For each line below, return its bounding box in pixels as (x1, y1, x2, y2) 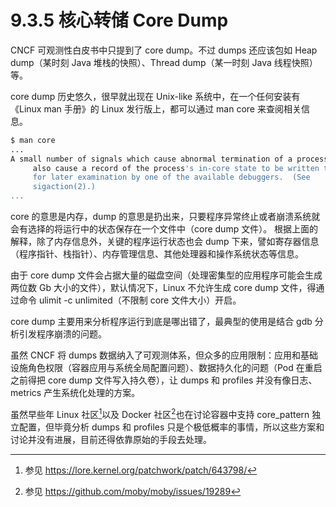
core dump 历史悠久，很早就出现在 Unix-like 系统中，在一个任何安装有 (10, 90, 301, 102)
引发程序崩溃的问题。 (18, 328, 107, 340)
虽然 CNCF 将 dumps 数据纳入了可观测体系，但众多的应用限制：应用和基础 (10, 349, 319, 361)
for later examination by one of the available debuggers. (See (32, 172, 311, 183)
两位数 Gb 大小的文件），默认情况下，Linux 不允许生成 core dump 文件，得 (10, 282, 317, 294)
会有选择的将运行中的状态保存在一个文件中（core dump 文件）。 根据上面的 (10, 223, 319, 235)
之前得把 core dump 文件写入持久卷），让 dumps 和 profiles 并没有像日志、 (10, 374, 318, 386)
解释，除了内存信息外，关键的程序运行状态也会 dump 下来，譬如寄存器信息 (10, 236, 320, 248)
